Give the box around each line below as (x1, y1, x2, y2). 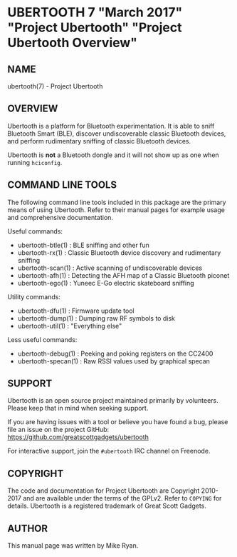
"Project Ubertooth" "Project (7, 19, 182, 36)
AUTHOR (7, 522, 48, 534)
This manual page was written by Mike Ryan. (7, 541, 139, 550)
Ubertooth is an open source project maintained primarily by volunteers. (7, 396, 218, 405)
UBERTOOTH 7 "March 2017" (7, 4, 183, 21)
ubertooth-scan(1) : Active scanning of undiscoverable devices (17, 264, 203, 272)
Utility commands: (7, 292, 60, 301)
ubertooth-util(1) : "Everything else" (17, 321, 122, 330)
